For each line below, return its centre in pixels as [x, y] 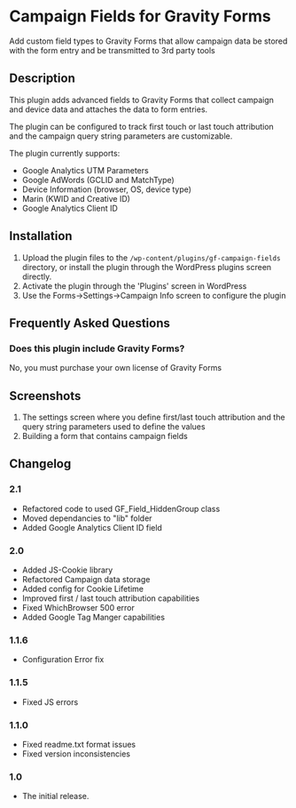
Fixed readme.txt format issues [78, 744]
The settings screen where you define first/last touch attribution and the [153, 417]
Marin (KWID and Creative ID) [76, 198]
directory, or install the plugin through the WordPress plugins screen [147, 267]
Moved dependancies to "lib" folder [87, 518]
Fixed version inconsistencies [76, 754]
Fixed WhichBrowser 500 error [78, 608]
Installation [41, 236]
